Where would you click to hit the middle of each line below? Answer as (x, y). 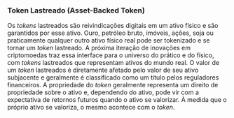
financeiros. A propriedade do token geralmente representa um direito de (113, 85)
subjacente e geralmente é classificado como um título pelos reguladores (113, 78)
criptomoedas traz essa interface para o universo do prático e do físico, (111, 55)
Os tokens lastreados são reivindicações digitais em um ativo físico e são (113, 26)
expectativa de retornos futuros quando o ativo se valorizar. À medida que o (117, 100)
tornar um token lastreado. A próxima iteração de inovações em (99, 48)
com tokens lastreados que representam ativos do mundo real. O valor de (113, 63)
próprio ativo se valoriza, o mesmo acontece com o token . (91, 108)
